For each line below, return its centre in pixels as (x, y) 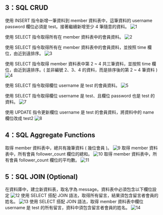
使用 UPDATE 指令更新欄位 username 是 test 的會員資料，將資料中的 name (80, 112)
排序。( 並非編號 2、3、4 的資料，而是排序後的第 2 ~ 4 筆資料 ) (94, 70)
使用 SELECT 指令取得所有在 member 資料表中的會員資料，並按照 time (76, 47)
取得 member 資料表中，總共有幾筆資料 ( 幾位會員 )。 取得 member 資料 (81, 148)
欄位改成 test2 (19, 118)
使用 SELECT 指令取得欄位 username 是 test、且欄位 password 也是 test (77, 96)
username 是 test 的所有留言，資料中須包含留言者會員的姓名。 (68, 208)
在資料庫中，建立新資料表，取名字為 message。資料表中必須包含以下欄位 (79, 189)
